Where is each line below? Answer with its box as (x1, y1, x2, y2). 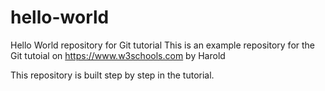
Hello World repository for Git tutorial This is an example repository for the (10, 39, 316, 51)
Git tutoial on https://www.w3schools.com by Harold (10, 49, 226, 61)
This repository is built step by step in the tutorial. (10, 69, 215, 81)
